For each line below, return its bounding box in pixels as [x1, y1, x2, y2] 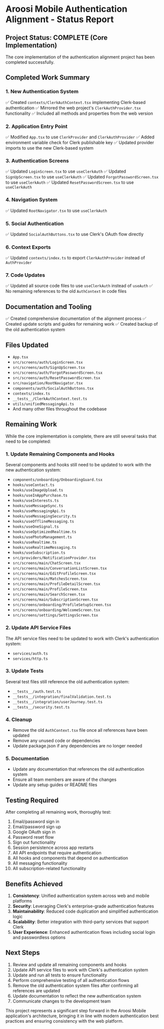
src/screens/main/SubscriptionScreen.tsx [12, 597, 98, 602]
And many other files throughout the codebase [12, 406, 107, 412]
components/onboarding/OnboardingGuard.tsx [12, 477, 103, 483]
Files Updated [5, 341, 49, 349]
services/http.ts [12, 656, 48, 661]
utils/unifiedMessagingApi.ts [12, 402, 75, 407]
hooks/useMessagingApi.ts [12, 509, 65, 514]
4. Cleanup [5, 716, 32, 723]
